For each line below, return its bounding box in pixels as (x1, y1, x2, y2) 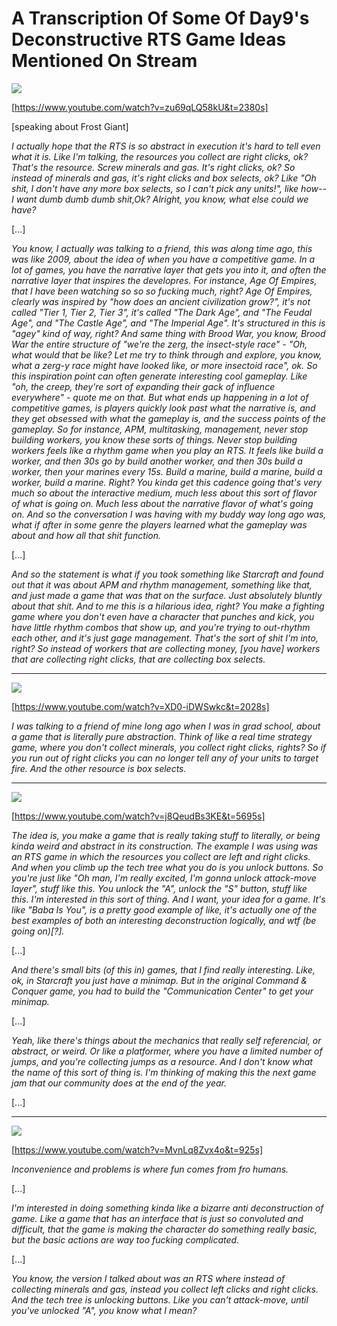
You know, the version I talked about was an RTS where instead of (11, 1272, 286, 1284)
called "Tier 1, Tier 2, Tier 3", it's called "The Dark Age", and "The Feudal (11, 306, 313, 318)
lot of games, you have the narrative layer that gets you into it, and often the (11, 263, 327, 276)
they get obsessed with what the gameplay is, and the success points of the (11, 412, 326, 424)
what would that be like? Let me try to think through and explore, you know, (11, 348, 323, 361)
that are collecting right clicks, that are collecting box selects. (11, 653, 266, 665)
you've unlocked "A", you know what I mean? (11, 1304, 198, 1316)
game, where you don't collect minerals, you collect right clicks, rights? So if (11, 741, 327, 753)
